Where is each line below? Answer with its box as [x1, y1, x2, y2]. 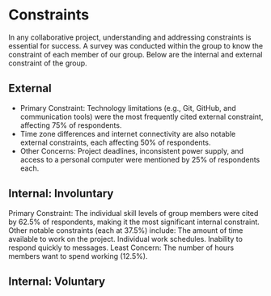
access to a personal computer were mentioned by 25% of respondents [19, 154, 260, 164]
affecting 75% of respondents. [19, 120, 122, 130]
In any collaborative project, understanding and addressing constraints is [8, 32, 252, 42]
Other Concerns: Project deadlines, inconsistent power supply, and [19, 146, 244, 155]
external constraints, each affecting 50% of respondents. [19, 137, 211, 147]
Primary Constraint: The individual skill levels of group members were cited [8, 208, 259, 218]
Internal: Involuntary [8, 187, 114, 201]
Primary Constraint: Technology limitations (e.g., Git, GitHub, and [19, 103, 236, 112]
